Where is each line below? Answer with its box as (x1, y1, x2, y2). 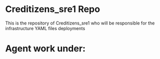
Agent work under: (5, 43, 86, 54)
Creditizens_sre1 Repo (5, 3, 100, 15)
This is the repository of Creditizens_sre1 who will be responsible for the (5, 20, 155, 26)
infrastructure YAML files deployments (5, 25, 85, 31)
